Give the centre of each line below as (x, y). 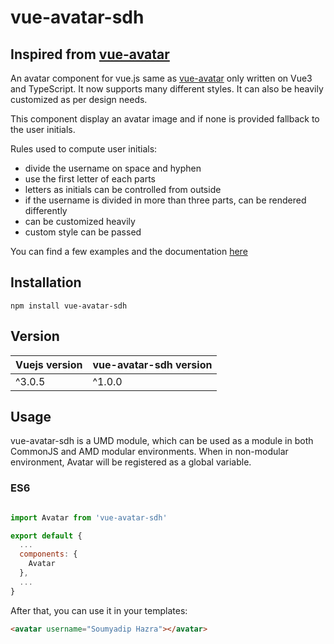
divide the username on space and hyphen (113, 168)
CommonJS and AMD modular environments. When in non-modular (149, 452)
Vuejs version (49, 364)
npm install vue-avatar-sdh (69, 306)
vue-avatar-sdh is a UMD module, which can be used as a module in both (162, 441)
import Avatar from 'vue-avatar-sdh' (89, 517)
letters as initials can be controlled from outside (123, 189)
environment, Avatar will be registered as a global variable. (131, 462)
